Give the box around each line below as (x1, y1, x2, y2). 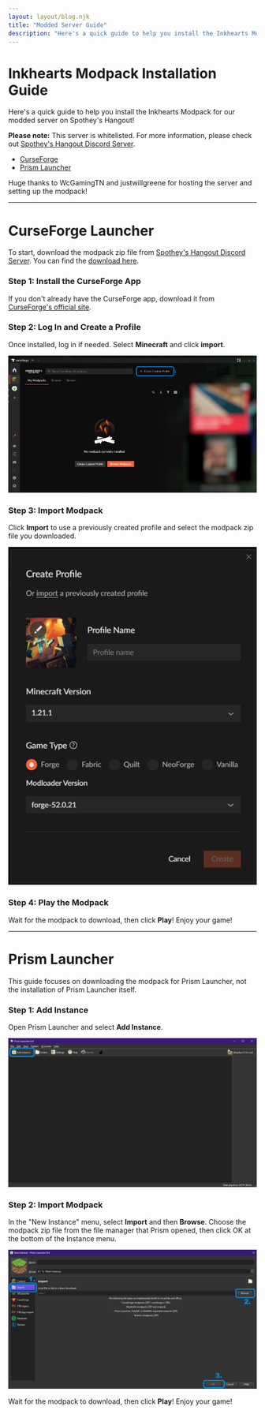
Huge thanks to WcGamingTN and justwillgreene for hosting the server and (8, 178, 252, 188)
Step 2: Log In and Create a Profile (8, 322, 141, 333)
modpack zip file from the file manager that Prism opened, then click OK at (8, 1225, 251, 1235)
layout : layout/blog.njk (8, 13, 90, 21)
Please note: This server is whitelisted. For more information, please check (8, 131, 252, 140)
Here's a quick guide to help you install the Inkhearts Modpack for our (8, 107, 235, 117)
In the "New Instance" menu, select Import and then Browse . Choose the (8, 1218, 247, 1226)
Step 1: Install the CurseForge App (8, 276, 142, 287)
